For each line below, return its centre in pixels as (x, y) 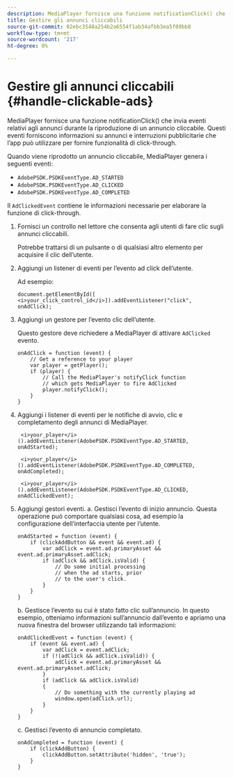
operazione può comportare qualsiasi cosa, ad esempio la (100, 516)
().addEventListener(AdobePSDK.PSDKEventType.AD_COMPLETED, (106, 465)
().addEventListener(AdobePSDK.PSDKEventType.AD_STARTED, (103, 441)
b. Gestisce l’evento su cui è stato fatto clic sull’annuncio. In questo (113, 610)
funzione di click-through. (44, 212)
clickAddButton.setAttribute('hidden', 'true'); (114, 755)
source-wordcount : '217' (43, 40)
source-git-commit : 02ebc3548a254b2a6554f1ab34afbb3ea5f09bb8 (99, 26)
